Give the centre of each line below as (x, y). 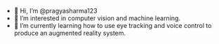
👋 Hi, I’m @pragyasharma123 (55, 11)
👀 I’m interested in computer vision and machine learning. (97, 18)
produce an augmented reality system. (70, 33)
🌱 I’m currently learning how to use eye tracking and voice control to (113, 25)
